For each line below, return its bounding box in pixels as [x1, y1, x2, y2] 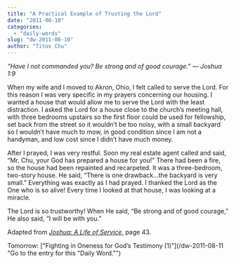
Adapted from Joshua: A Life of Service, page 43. [7, 228, 152, 236]
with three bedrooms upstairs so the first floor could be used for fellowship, [7, 113, 226, 121]
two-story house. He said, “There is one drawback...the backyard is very [7, 171, 218, 179]
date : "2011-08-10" [7, 17, 65, 24]
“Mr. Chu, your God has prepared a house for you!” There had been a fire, [7, 156, 221, 165]
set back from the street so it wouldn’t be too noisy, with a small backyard [7, 120, 221, 128]
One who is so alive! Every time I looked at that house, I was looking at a [7, 186, 216, 194]
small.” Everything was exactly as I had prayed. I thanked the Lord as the [7, 179, 218, 186]
